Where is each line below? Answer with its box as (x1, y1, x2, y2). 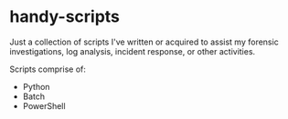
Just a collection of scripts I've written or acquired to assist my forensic (9, 36, 279, 47)
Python (22, 81, 50, 92)
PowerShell (22, 100, 66, 111)
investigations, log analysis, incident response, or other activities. (9, 45, 256, 56)
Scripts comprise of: (9, 64, 87, 74)
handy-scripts (9, 6, 121, 27)
